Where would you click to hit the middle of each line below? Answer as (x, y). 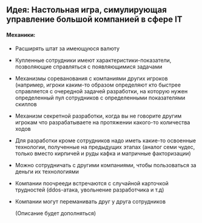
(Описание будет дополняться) (56, 213)
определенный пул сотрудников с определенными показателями (100, 98)
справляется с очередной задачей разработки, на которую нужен (101, 91)
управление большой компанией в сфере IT (95, 20)
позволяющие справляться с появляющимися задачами (89, 67)
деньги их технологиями (47, 171)
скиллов (26, 104)
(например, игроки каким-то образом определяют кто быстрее (98, 85)
